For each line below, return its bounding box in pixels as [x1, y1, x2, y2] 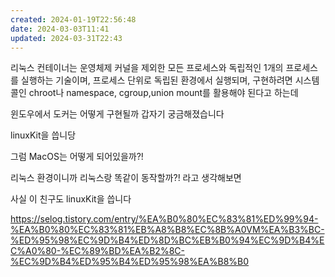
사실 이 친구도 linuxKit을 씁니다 [10, 193, 132, 205]
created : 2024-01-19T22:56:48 [10, 14, 137, 25]
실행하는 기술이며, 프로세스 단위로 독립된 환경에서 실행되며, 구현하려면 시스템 [20, 74, 320, 86]
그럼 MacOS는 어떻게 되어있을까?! [10, 151, 144, 163]
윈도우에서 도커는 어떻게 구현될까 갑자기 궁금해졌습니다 [10, 108, 225, 120]
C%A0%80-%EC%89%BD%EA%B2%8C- [10, 245, 185, 257]
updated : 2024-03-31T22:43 [10, 33, 123, 43]
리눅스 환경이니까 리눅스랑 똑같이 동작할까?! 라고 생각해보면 [10, 172, 242, 184]
